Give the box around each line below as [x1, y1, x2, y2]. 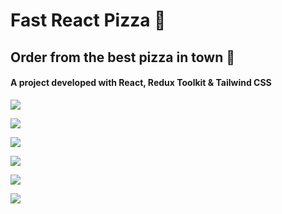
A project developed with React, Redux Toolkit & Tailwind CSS [10, 77, 272, 89]
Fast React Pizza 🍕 [10, 9, 167, 32]
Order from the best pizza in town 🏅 [10, 49, 236, 66]
